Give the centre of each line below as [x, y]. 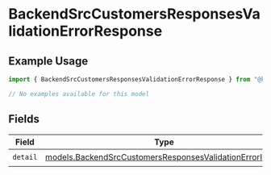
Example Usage [48, 61]
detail [25, 157]
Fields [24, 119]
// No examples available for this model [79, 94]
